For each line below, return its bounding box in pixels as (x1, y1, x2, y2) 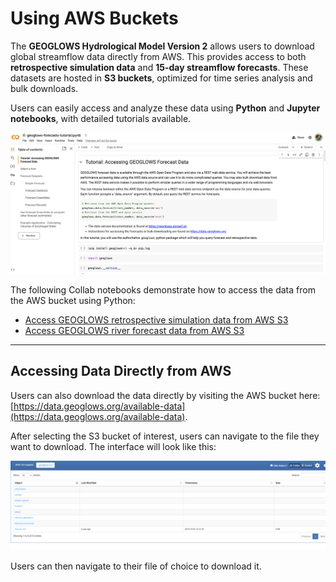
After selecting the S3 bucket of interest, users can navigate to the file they (10, 430, 320, 442)
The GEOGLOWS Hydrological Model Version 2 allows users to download (10, 40, 315, 52)
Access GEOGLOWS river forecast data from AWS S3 (24, 324, 245, 336)
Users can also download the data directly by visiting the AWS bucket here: (10, 389, 321, 401)
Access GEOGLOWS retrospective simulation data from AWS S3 (24, 313, 289, 326)
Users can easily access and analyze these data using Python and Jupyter (10, 102, 321, 114)
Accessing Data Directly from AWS (10, 363, 232, 380)
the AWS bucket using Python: (10, 294, 136, 306)
